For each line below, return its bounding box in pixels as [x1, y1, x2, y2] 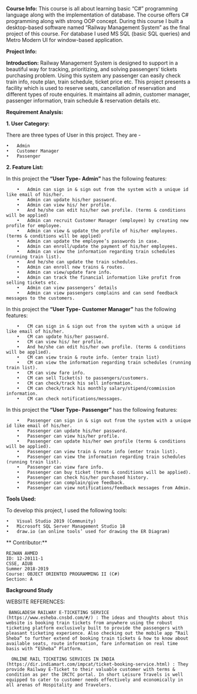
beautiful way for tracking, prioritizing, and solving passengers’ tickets [6, 66, 178, 73]
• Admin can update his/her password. [17, 197, 117, 203]
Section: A [6, 576, 33, 582]
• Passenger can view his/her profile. [17, 433, 120, 439]
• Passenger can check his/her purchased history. [17, 474, 149, 480]
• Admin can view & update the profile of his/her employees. [17, 228, 178, 234]
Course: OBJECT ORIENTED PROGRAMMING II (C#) [6, 571, 120, 577]
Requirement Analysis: [6, 109, 64, 115]
